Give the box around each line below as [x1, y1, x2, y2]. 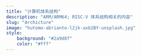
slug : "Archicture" [6, 19, 54, 25]
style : [6, 30, 22, 36]
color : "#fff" [17, 41, 51, 47]
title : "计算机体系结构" [6, 8, 61, 15]
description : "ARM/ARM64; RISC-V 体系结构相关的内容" [6, 14, 133, 20]
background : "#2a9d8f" [17, 36, 73, 41]
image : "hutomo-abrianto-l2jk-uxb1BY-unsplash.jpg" [6, 24, 136, 31]
